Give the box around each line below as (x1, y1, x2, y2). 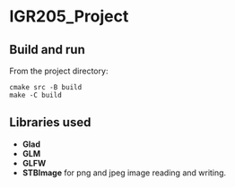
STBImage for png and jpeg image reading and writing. (22, 167, 227, 178)
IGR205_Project (9, 6, 129, 27)
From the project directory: (9, 65, 109, 76)
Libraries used (9, 115, 91, 131)
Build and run (9, 42, 85, 57)
